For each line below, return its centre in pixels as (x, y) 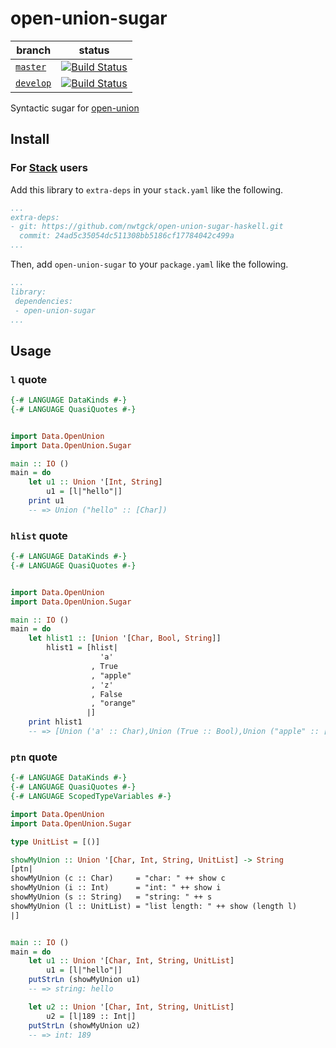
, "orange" (113, 703)
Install (30, 139)
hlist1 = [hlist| (82, 648)
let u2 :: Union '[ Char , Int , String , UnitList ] (131, 1007)
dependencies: (44, 301)
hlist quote (39, 535)
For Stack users (49, 168)
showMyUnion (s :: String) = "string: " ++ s (111, 897)
